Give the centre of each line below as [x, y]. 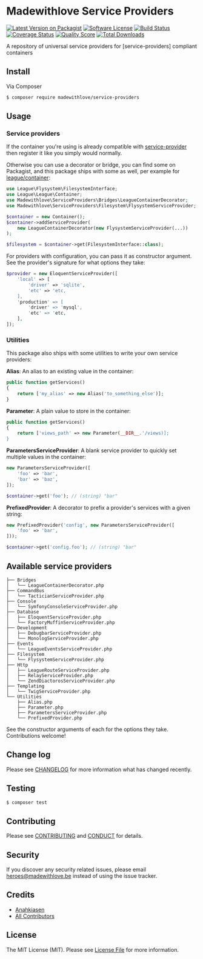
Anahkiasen [30, 909]
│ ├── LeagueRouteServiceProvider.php [58, 670]
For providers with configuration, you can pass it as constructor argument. [99, 256]
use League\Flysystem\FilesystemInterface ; [62, 189]
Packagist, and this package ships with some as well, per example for [93, 172]
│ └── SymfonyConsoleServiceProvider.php [62, 606]
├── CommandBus [25, 590]
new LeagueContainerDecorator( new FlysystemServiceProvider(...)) [103, 228]
